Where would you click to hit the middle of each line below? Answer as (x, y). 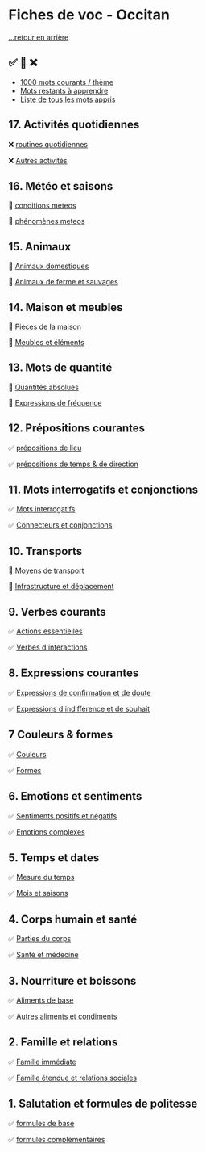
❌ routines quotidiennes (48, 144)
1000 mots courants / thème (67, 82)
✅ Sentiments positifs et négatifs (63, 816)
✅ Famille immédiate (42, 1062)
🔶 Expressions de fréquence (55, 402)
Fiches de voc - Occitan (89, 15)
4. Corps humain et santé (73, 919)
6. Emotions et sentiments (75, 796)
